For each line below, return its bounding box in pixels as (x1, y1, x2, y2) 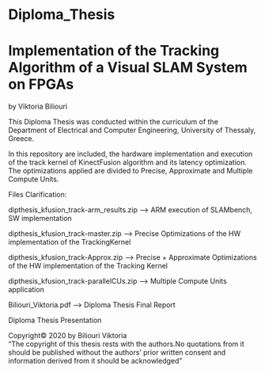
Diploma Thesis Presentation (8, 315, 102, 325)
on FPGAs (8, 75, 74, 93)
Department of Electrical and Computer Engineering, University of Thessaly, (8, 125, 256, 135)
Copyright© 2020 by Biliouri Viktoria (8, 331, 127, 341)
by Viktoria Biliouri (8, 101, 68, 112)
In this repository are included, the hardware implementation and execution (8, 149, 253, 159)
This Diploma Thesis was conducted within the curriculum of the (8, 117, 219, 127)
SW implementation (8, 214, 73, 223)
